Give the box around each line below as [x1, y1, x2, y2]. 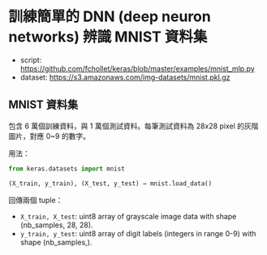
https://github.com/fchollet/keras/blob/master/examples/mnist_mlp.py [19, 63, 256, 73]
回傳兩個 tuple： [8, 195, 63, 205]
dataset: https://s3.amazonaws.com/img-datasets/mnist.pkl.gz [19, 72, 230, 82]
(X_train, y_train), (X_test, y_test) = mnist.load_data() [8, 179, 213, 188]
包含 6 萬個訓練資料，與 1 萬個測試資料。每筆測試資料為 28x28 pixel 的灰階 [8, 121, 259, 131]
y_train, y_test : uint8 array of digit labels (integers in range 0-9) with [19, 228, 257, 238]
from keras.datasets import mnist [8, 164, 126, 173]
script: [19, 54, 42, 65]
